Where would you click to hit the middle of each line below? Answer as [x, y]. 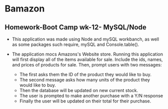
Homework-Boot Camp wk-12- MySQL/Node [76, 27]
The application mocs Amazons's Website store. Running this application [87, 54]
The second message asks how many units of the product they [85, 80]
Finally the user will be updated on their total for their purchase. [85, 101]
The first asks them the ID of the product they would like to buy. [86, 74]
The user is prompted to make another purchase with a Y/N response [91, 96]
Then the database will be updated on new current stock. [79, 90]
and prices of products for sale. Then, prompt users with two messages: [87, 65]
